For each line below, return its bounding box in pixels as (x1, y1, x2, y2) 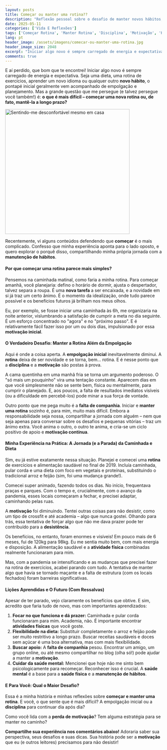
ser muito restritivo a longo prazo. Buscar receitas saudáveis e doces (12, 634, 154, 640)
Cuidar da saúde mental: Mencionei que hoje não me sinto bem (12, 660, 144, 667)
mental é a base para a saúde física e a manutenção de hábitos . (12, 671, 147, 677)
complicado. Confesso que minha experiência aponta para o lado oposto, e (5, 243, 159, 250)
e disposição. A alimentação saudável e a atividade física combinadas (5, 544, 150, 550)
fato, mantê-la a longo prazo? (5, 99, 68, 105)
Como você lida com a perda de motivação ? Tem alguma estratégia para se (5, 714, 161, 720)
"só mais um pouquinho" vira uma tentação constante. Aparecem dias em (5, 376, 157, 382)
